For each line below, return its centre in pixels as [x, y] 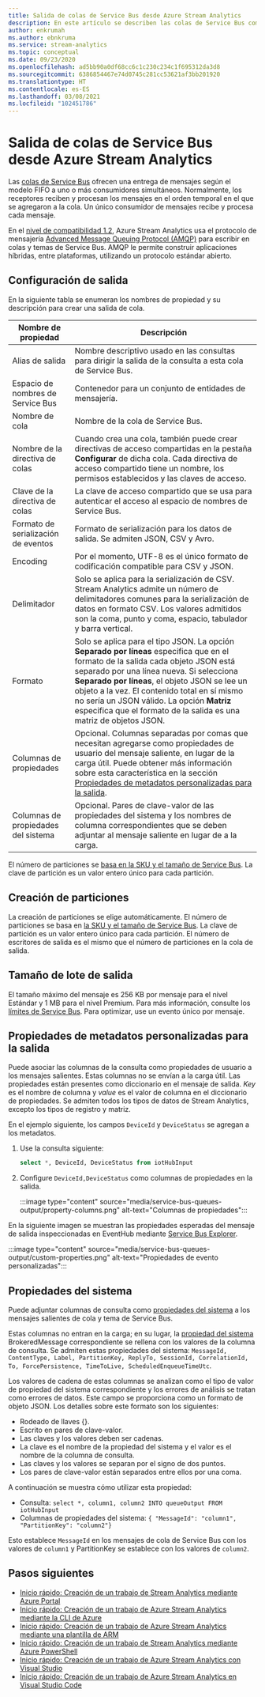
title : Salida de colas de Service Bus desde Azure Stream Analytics [125, 15]
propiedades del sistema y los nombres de [153, 815]
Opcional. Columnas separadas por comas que [161, 733]
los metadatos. [32, 1133]
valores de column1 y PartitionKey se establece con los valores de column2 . [129, 1548]
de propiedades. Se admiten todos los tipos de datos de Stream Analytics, [129, 1101]
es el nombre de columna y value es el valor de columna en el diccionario [128, 1093]
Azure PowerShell [49, 1651]
